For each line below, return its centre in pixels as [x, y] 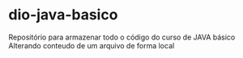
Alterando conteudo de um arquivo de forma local [92, 45]
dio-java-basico [63, 15]
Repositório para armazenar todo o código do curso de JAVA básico [122, 37]
